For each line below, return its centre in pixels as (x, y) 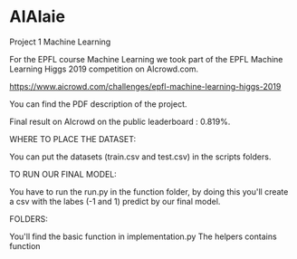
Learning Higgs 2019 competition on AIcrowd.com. (104, 69)
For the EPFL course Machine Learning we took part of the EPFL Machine (146, 59)
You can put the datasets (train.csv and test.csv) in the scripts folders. (140, 157)
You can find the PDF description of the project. (98, 104)
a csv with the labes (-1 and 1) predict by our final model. (115, 201)
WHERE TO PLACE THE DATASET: (73, 139)
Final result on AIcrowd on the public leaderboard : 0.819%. (120, 121)
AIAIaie (38, 17)
